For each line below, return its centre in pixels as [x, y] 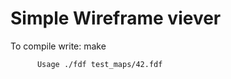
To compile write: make [58, 46]
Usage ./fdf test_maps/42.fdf [99, 64]
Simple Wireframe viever [116, 18]
